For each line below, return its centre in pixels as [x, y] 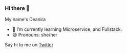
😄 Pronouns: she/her [35, 35]
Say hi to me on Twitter [29, 45]
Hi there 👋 [17, 8]
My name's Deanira [25, 20]
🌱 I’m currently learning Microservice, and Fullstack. [67, 29]
